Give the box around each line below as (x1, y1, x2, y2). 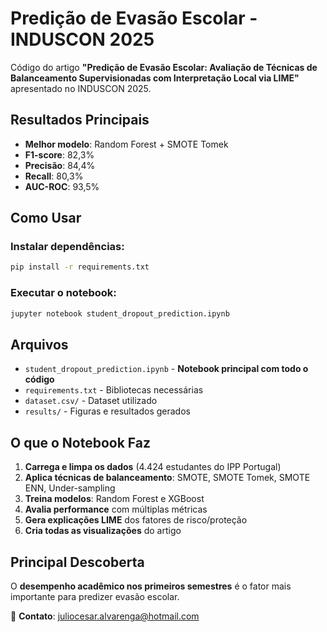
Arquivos (10, 336, 69, 353)
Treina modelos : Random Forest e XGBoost (24, 493, 205, 505)
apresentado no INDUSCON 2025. (10, 82, 152, 94)
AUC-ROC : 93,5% (24, 180, 100, 192)
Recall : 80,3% (24, 170, 84, 182)
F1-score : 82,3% (24, 148, 95, 161)
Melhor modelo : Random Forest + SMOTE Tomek (24, 138, 229, 150)
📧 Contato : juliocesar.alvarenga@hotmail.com (10, 610, 200, 622)
